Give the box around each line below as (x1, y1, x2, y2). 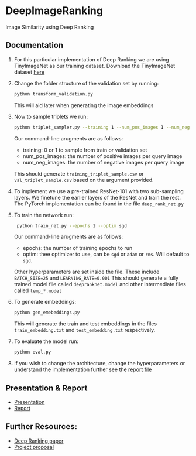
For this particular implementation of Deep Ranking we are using (13, 56, 169, 63)
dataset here (13, 68, 45, 76)
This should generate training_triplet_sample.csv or (13, 170, 144, 177)
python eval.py (13, 349, 51, 355)
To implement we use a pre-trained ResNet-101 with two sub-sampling (13, 187, 184, 194)
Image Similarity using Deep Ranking (5, 23, 94, 30)
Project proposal (13, 443, 54, 450)
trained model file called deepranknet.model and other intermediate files (13, 281, 187, 288)
